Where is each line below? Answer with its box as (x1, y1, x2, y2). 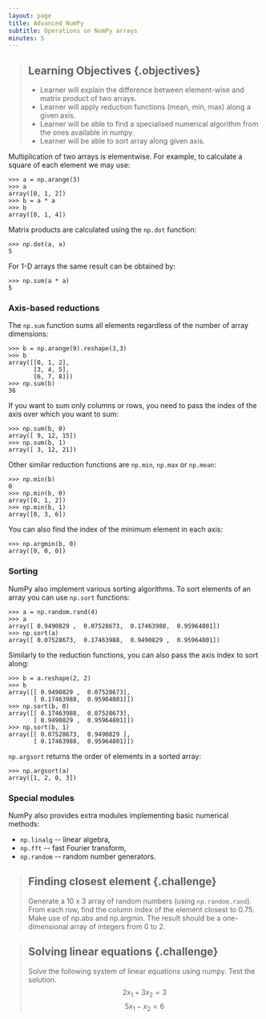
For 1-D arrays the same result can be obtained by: (8, 261, 176, 271)
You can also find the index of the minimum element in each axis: (8, 524, 223, 534)
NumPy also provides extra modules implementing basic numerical (8, 811, 229, 820)
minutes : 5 (8, 34, 45, 42)
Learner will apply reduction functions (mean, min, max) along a (39, 102, 251, 112)
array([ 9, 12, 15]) (8, 432, 78, 440)
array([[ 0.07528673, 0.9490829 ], (8, 730, 131, 738)
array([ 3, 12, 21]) (8, 446, 78, 454)
